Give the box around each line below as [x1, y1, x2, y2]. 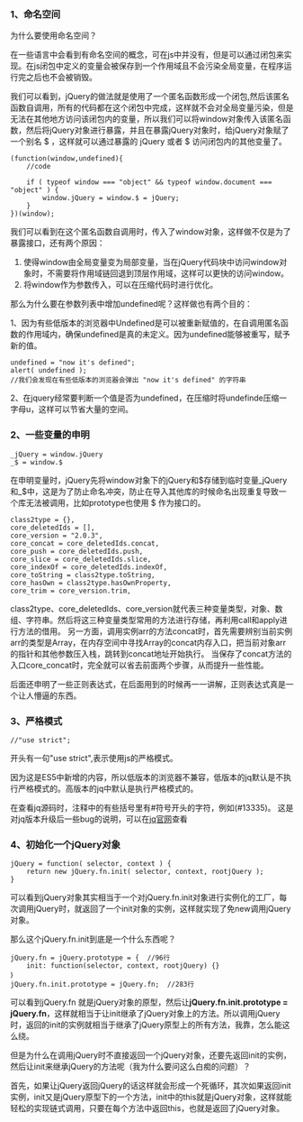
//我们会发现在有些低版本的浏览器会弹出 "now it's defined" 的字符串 [10, 376, 246, 385]
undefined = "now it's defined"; [10, 358, 136, 367]
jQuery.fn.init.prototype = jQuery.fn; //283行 [10, 980, 194, 989]
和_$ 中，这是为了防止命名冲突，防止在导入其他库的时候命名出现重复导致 [10, 485, 280, 497]
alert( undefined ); [10, 366, 88, 375]
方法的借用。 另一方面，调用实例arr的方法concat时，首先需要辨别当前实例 [17, 625, 293, 637]
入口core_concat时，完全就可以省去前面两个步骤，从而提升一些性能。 [10, 659, 269, 670]
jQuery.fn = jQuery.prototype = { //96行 [10, 953, 170, 962]
